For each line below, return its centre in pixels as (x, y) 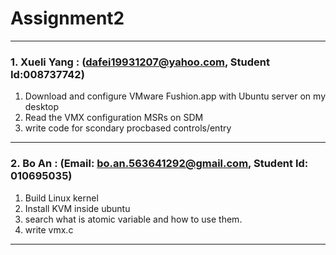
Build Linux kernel (61, 198)
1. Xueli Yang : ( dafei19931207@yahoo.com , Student (140, 62)
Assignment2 (67, 18)
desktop (42, 107)
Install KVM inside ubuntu (77, 208)
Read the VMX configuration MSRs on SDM (114, 118)
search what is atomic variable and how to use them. (133, 219)
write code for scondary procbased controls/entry (128, 128)
